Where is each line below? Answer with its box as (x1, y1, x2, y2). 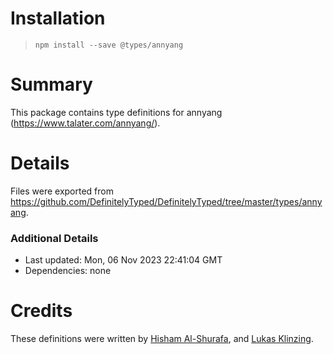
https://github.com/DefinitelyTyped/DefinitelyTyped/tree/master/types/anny (10, 195, 323, 207)
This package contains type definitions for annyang (10, 106, 223, 118)
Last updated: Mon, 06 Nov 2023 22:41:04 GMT (24, 254, 223, 266)
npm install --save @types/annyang (34, 40, 184, 50)
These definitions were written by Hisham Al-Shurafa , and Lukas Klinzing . (10, 333, 314, 345)
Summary (10, 73, 93, 96)
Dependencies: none (24, 265, 112, 277)
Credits (10, 300, 73, 322)
